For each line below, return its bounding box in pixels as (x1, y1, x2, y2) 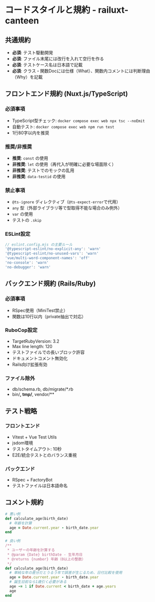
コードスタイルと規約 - (5, 4, 96, 16)
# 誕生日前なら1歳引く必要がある (9, 580, 67, 584)
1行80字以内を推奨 (12, 130, 50, 136)
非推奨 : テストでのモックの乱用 (12, 167, 74, 173)
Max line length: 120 (12, 343, 52, 349)
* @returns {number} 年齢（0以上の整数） (7, 557, 86, 561)
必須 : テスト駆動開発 (12, 50, 53, 55)
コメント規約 (5, 498, 44, 507)
